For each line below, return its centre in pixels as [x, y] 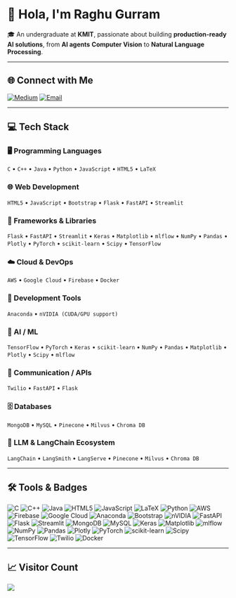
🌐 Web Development [43, 187]
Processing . [25, 51]
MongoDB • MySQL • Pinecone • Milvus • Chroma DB [76, 424]
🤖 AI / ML [23, 332]
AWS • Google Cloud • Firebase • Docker [63, 280]
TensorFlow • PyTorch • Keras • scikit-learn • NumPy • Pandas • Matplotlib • [117, 346]
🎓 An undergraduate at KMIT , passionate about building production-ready [117, 34]
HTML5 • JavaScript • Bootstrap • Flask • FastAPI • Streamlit [96, 202]
